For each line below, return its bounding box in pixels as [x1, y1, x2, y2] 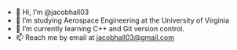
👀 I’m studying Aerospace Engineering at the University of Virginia [15, 16, 230, 25]
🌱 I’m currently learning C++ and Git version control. [15, 24, 185, 33]
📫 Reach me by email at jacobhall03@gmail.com [15, 33, 175, 42]
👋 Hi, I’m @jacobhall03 [15, 8, 89, 16]
